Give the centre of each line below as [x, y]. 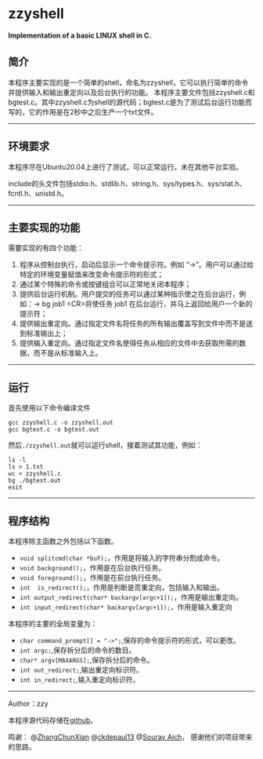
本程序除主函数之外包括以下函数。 [63, 541]
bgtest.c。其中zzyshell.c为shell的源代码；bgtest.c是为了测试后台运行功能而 [130, 102]
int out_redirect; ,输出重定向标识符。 [81, 670]
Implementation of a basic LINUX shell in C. [80, 35]
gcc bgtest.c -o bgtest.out [54, 430]
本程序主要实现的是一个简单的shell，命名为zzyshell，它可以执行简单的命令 [128, 82]
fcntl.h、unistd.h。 [38, 193]
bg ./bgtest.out [34, 481]
